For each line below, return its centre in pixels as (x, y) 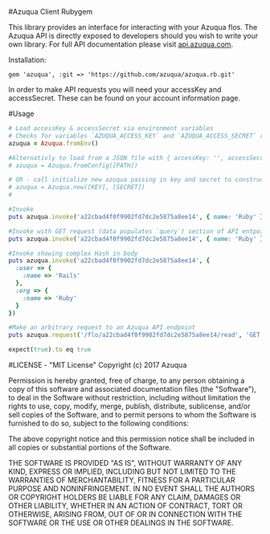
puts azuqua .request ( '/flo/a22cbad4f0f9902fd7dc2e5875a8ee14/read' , (125, 335)
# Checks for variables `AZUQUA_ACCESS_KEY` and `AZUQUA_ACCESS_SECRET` (133, 136)
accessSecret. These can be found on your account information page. (125, 98)
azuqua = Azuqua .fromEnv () (53, 143)
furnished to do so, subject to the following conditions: (98, 423)
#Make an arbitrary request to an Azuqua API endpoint (102, 328)
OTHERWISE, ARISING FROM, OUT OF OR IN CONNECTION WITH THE (125, 514)
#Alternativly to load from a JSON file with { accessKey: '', (117, 158)
